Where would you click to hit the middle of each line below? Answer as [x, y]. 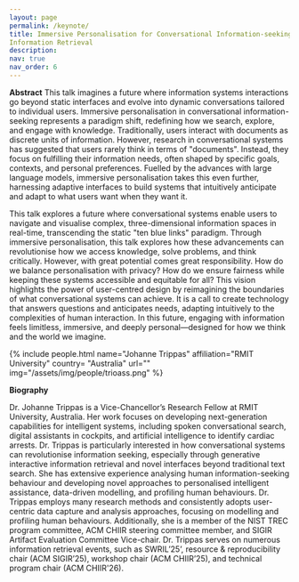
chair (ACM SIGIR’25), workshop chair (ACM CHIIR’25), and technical [136, 558]
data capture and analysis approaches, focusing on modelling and [158, 511]
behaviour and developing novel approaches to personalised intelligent [139, 482]
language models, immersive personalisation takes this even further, [134, 177]
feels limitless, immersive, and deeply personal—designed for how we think [148, 327]
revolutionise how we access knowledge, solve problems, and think [133, 251]
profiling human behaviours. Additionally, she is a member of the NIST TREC [149, 521]
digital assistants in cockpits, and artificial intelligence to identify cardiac [142, 435]
